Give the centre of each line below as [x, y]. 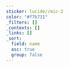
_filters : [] [22, 22]
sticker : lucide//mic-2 [35, 11]
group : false [27, 55]
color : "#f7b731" [27, 17]
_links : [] [19, 33]
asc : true [23, 50]
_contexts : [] [23, 28]
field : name [26, 44]
